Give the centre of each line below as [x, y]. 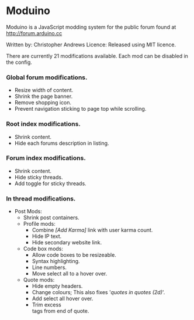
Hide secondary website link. [67, 243]
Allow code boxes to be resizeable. [74, 255]
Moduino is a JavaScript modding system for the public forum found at [91, 27]
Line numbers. [49, 267]
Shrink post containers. [51, 217]
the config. [19, 62]
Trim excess [46, 305]
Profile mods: [39, 224]
